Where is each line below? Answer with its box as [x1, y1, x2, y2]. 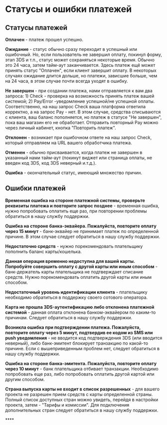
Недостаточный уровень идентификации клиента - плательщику [5, 289, 148, 295]
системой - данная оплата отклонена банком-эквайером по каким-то [5, 309, 156, 315]
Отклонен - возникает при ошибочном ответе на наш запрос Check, [5, 135, 152, 140]
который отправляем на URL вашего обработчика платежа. [5, 140, 132, 146]
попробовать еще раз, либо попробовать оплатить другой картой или [5, 371, 155, 377]
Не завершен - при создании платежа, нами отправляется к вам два [5, 88, 153, 93]
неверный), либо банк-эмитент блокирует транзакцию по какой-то [5, 340, 149, 346]
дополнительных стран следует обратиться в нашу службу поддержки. [5, 407, 159, 413]
